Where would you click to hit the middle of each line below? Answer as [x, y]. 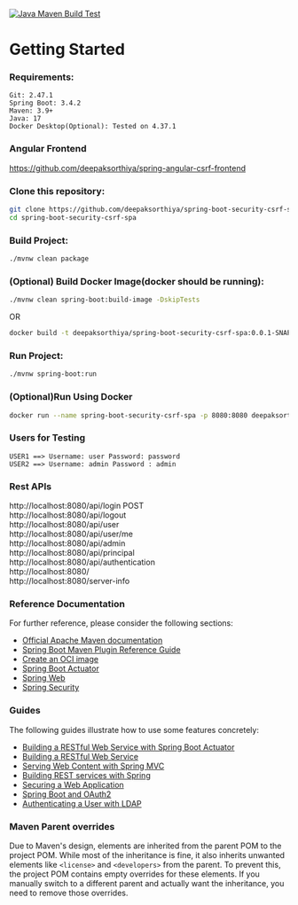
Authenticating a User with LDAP [82, 803]
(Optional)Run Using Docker [71, 397]
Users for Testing [47, 438]
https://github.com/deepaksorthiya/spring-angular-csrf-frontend [128, 168]
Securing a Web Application [73, 784]
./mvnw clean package [49, 259]
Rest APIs [30, 486]
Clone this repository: [57, 191]
